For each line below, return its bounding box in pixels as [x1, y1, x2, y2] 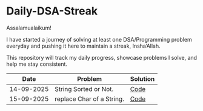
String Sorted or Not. [54, 84, 114, 93]
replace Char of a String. [54, 95, 124, 103]
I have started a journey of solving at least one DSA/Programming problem [6, 36, 192, 43]
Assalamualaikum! [6, 24, 52, 31]
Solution [130, 74, 155, 83]
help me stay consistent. [6, 60, 68, 68]
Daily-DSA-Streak [6, 4, 98, 18]
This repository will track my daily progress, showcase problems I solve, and [6, 54, 198, 61]
